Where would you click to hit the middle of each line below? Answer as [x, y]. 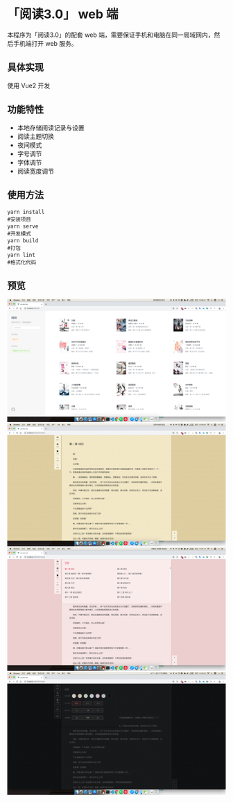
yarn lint [21, 255]
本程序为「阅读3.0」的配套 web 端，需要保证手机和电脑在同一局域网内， [111, 35]
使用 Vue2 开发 [29, 85]
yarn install [26, 212]
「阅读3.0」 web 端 [63, 14]
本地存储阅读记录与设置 [51, 127]
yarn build [23, 241]
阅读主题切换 [35, 136]
